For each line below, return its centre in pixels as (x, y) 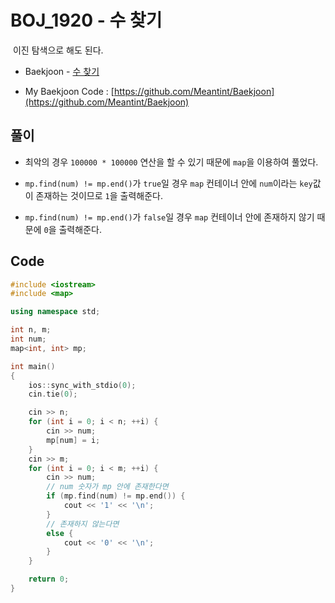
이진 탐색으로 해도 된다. (58, 50)
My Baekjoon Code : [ (69, 91)
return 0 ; (49, 579)
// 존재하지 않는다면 (83, 524)
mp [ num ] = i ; (73, 440)
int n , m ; (31, 330)
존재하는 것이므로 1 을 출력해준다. (99, 195)
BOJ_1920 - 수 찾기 (86, 20)
